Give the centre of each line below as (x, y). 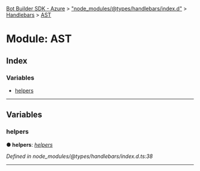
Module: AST (39, 39)
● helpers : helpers (29, 144)
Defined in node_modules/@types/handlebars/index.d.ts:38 (79, 156)
